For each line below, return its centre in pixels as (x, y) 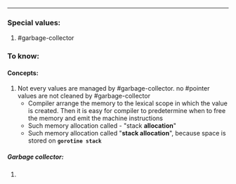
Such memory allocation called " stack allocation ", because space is (127, 133)
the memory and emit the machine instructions (96, 118)
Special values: (34, 22)
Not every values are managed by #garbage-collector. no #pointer (113, 88)
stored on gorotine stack (65, 140)
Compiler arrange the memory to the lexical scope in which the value (128, 103)
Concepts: (23, 73)
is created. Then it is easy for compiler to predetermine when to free (127, 111)
